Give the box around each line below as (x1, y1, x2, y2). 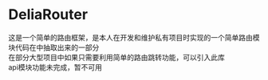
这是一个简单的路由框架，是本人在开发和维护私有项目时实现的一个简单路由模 (8, 32, 260, 42)
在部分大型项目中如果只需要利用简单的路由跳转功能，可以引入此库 (8, 52, 225, 62)
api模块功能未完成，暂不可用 (8, 62, 102, 72)
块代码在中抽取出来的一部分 (8, 42, 100, 52)
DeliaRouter (8, 6, 89, 24)
